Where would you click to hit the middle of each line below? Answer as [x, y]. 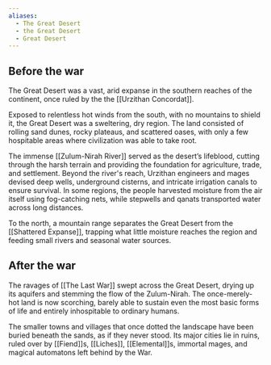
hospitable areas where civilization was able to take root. [103, 141]
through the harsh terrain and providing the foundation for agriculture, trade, [135, 165]
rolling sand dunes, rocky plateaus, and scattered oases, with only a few [128, 132]
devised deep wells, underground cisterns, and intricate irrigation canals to [133, 182]
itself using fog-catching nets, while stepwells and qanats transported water [135, 199]
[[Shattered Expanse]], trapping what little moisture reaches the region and [133, 232]
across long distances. [46, 208]
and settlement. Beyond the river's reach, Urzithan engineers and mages [129, 174]
